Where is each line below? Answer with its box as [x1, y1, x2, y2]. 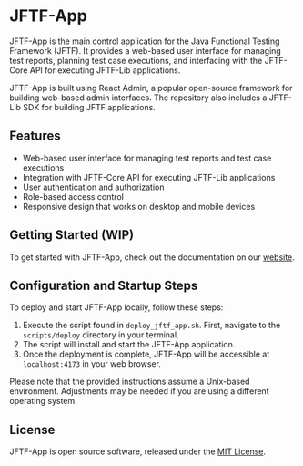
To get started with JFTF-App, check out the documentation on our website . [9, 252, 296, 263]
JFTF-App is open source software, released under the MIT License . [9, 446, 267, 457]
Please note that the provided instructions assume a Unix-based [9, 376, 250, 388]
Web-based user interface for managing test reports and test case [22, 152, 272, 163]
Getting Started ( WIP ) [9, 227, 135, 243]
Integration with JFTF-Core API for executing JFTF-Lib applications [22, 171, 276, 182]
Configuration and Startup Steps [9, 277, 198, 293]
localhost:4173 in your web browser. [22, 358, 162, 369]
